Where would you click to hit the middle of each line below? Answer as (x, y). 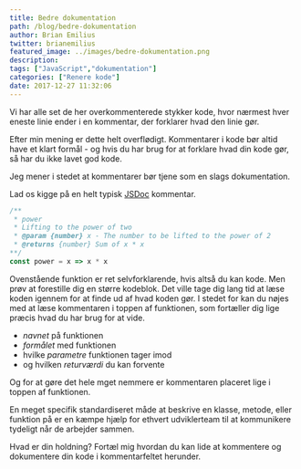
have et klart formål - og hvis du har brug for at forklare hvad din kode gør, (149, 149)
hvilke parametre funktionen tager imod (97, 354)
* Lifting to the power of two (73, 228)
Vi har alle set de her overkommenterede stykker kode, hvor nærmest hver (150, 111)
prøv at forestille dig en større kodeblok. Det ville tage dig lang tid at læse (147, 288)
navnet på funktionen (63, 335)
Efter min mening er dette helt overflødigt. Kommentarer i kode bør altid (144, 139)
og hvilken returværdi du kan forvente (93, 364)
